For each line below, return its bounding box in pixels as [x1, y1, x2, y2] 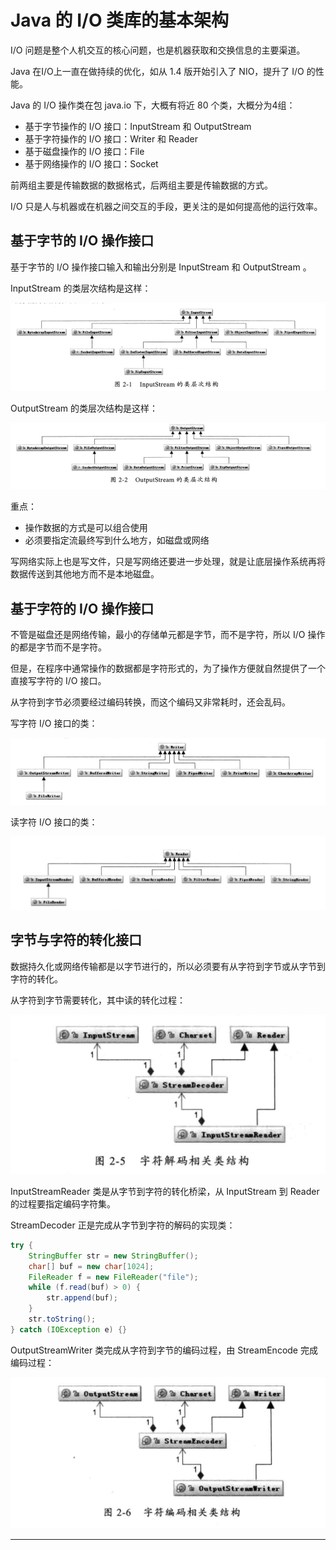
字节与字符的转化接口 [10, 932, 142, 949]
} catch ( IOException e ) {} [10, 1324, 128, 1335]
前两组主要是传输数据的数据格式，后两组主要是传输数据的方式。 [10, 179, 273, 191]
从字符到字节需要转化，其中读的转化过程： [10, 994, 186, 1006]
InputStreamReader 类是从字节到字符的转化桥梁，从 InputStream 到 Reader [10, 1185, 320, 1197]
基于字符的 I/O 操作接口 [10, 600, 155, 617]
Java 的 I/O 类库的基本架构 [10, 9, 230, 32]
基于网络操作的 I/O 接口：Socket [24, 157, 159, 170]
